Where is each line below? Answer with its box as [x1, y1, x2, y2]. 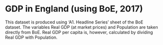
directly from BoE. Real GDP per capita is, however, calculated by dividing [5, 29, 153, 35]
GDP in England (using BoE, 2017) [5, 3, 143, 14]
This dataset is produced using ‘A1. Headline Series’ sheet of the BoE [5, 19, 143, 25]
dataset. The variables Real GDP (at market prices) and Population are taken [5, 24, 158, 30]
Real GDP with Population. [5, 34, 58, 40]
